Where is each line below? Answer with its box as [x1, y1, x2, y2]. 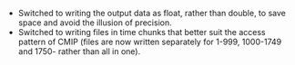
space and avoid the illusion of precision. [17, 17, 172, 28]
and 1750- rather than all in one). [17, 46, 141, 57]
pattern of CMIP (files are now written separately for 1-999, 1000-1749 [17, 36, 282, 47]
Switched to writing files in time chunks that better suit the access [17, 27, 266, 37]
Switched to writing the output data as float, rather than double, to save [17, 8, 287, 18]
